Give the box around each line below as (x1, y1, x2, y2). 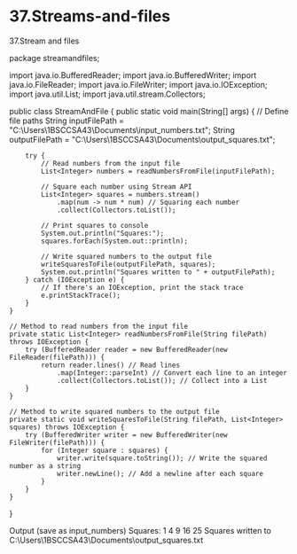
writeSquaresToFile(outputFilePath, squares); (41, 260, 216, 269)
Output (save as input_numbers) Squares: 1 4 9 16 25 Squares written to (9, 525, 272, 535)
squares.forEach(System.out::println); (41, 237, 189, 246)
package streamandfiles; (9, 52, 100, 63)
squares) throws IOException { (9, 423, 125, 432)
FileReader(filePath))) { (9, 353, 105, 362)
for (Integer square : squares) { (41, 446, 168, 455)
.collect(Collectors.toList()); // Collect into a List (56, 376, 268, 385)
